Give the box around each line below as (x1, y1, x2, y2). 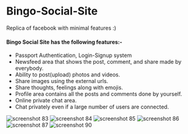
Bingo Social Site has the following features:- (6, 38, 123, 45)
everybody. (15, 65, 44, 72)
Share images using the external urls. (15, 78, 109, 85)
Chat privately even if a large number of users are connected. (15, 103, 169, 110)
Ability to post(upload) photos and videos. (15, 71, 120, 78)
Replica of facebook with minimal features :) (6, 24, 116, 32)
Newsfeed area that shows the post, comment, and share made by (15, 58, 182, 65)
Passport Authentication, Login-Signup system (15, 52, 132, 59)
